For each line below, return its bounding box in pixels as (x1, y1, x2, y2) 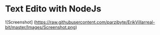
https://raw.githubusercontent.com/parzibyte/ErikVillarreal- (35, 19, 156, 25)
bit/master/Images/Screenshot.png (5, 24, 76, 30)
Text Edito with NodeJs (5, 3, 102, 14)
